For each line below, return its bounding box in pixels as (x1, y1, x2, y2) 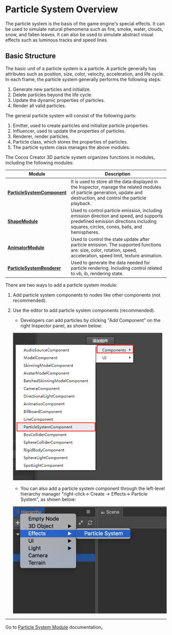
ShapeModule (7, 218, 38, 224)
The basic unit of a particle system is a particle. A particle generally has (5, 65, 157, 71)
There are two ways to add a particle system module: (5, 282, 118, 288)
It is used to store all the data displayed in (71, 178, 158, 185)
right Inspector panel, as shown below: (20, 322, 102, 329)
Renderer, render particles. (12, 133, 70, 139)
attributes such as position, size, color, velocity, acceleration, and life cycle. (5, 71, 165, 77)
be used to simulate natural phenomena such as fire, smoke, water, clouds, (5, 26, 164, 32)
